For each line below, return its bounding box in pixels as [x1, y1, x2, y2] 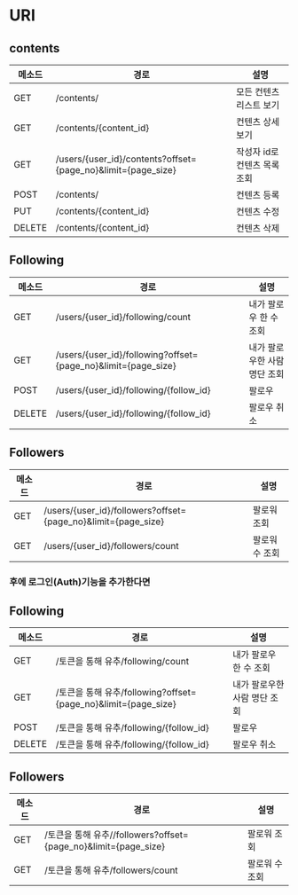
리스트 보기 [236, 99, 280, 111]
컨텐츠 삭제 [236, 223, 280, 234]
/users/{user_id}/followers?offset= [43, 504, 187, 516]
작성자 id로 [236, 145, 279, 158]
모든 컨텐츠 [236, 86, 280, 98]
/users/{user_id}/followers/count [43, 539, 179, 552]
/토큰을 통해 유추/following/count [55, 656, 189, 668]
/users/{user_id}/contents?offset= [55, 153, 197, 165]
